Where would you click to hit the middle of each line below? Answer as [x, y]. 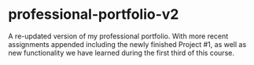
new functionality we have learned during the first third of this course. [121, 52]
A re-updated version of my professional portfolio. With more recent [118, 36]
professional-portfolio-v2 [94, 14]
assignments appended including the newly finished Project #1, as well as [127, 44]
